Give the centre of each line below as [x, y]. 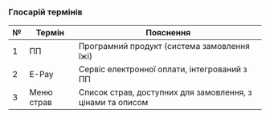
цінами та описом [113, 103]
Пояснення [168, 33]
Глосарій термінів [45, 12]
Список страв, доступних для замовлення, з [165, 92]
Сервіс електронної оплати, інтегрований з [163, 69]
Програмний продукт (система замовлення [164, 47]
